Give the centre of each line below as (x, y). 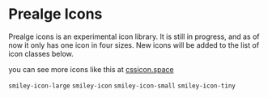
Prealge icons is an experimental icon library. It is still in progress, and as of (134, 36)
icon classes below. (41, 53)
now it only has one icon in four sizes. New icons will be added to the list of (134, 45)
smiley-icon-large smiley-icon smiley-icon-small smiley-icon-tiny (122, 86)
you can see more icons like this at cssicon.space (91, 69)
